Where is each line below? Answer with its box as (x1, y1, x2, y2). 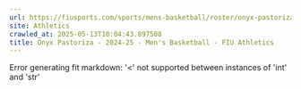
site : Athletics (9, 21, 70, 30)
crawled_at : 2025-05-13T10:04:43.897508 (9, 29, 163, 38)
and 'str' (9, 72, 40, 83)
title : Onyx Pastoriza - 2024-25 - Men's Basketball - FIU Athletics (9, 37, 275, 47)
